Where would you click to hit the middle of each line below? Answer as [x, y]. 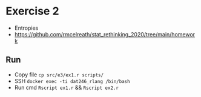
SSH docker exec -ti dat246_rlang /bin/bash [72, 81]
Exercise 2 [32, 11]
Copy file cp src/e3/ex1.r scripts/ [59, 75]
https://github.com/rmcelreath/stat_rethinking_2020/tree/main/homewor [104, 34]
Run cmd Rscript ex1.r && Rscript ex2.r [67, 87]
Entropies [26, 28]
